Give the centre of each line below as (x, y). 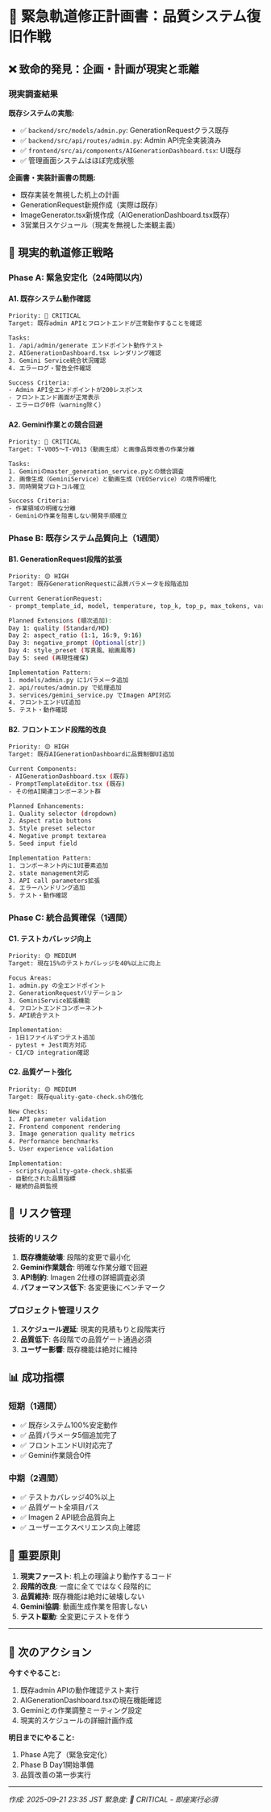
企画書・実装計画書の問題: (52, 177)
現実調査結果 (33, 94)
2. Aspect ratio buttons (50, 821)
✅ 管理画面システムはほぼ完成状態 (77, 160)
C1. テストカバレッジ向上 (50, 938)
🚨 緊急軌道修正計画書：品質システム (128, 17)
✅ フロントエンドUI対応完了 (67, 1445)
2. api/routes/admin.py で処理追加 (65, 687)
